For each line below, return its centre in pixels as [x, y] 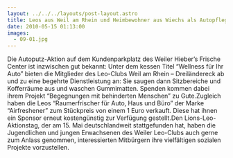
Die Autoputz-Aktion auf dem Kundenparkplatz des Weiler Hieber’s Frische [114, 59]
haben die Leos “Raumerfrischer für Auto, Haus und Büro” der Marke [106, 103]
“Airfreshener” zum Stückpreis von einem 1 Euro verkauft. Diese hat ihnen [112, 111]
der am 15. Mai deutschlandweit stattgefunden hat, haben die [129, 125]
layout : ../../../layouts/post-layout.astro [72, 14]
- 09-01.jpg [31, 39]
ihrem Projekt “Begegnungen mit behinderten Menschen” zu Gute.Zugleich [114, 96]
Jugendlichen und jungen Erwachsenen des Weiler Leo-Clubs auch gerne [113, 133]
